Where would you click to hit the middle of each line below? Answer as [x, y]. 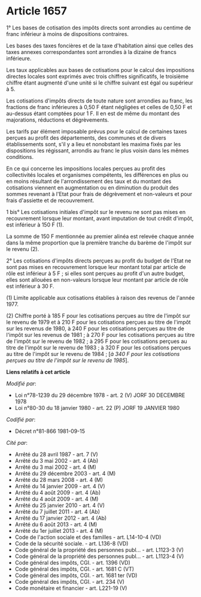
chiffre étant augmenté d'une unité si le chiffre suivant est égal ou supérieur [100, 83]
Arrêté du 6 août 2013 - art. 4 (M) [56, 524]
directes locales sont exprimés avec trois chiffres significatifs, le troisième [98, 76]
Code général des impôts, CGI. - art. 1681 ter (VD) [76, 575]
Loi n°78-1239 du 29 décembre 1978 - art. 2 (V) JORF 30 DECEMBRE [100, 395]
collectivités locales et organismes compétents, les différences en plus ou [97, 174]
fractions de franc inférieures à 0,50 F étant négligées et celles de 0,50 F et [99, 107]
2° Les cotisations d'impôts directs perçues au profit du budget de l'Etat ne [99, 260]
